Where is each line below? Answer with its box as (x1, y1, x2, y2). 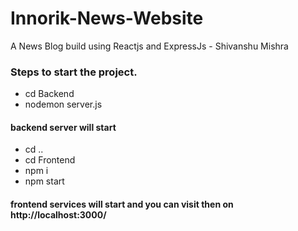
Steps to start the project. (10, 65, 138, 79)
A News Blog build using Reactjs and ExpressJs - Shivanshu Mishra (10, 40, 289, 52)
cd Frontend (24, 154, 76, 166)
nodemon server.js (24, 98, 103, 111)
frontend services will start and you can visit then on (10, 198, 234, 211)
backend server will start (10, 121, 117, 133)
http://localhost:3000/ (10, 209, 107, 221)
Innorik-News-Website (10, 7, 204, 30)
